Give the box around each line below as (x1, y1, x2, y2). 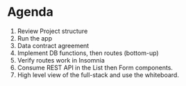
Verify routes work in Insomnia (17, 56, 105, 64)
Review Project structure (17, 27, 88, 35)
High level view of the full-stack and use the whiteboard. (17, 70, 179, 79)
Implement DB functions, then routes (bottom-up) (17, 49, 159, 57)
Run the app (17, 34, 53, 42)
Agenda (7, 4, 53, 20)
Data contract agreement (17, 41, 90, 50)
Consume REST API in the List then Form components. (17, 63, 174, 72)
